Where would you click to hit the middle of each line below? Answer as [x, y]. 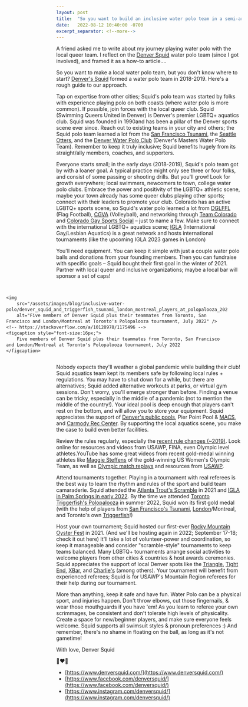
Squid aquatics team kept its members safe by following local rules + [140, 373]
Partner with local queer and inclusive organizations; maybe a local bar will [147, 270]
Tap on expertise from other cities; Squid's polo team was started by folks [146, 97]
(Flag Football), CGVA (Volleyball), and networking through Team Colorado [146, 215]
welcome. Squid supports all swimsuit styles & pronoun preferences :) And [147, 626]
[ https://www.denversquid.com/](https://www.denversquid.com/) [144, 673]
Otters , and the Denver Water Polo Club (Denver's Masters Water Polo [141, 140]
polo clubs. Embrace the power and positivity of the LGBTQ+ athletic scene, [148, 189]
